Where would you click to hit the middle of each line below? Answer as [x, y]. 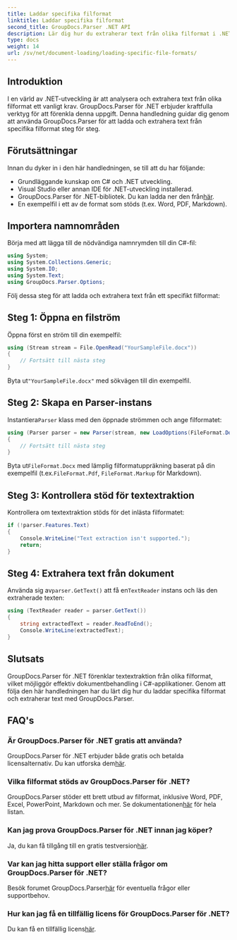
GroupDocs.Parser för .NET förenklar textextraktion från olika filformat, [110, 676]
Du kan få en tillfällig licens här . [52, 929]
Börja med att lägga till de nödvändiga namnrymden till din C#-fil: [102, 243]
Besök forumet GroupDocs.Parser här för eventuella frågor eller [99, 888]
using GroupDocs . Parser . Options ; [56, 282]
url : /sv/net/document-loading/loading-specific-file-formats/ [102, 54]
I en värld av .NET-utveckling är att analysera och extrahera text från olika [115, 99]
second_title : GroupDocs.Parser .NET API [69, 27]
